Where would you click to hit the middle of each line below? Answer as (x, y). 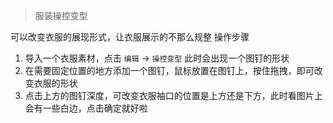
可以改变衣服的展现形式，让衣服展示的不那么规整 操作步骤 (130, 37)
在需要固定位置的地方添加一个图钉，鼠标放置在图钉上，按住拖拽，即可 (169, 70)
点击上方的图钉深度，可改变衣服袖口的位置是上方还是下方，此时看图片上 (173, 95)
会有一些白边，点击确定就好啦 (86, 108)
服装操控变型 (61, 15)
